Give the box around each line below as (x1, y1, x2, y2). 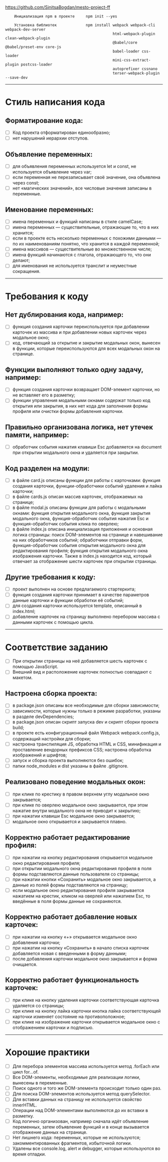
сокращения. (12, 268, 41, 274)
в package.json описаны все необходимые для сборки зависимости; (12, 702, 160, 708)
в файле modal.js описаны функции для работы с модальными (12, 504, 146, 510)
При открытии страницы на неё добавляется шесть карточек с (12, 658, 147, 664)
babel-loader (112, 49, 140, 54)
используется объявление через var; (12, 169, 92, 174)
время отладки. (12, 1151, 46, 1157)
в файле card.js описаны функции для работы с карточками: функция (12, 477, 161, 483)
